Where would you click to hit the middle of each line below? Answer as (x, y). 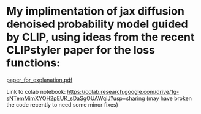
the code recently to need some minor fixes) (62, 104)
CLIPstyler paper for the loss (81, 50)
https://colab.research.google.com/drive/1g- (123, 91)
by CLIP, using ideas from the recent (100, 37)
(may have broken (169, 98)
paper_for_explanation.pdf (40, 80)
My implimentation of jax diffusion (96, 11)
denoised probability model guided (97, 24)
